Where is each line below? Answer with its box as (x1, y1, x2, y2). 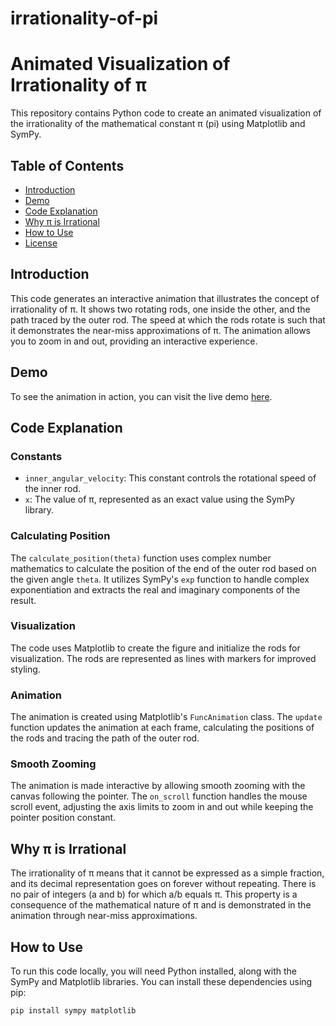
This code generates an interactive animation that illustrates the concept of (10, 292, 320, 304)
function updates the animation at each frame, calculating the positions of (10, 722, 315, 734)
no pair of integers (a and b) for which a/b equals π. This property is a (10, 888, 298, 901)
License (24, 237, 58, 249)
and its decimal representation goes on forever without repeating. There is (10, 878, 317, 890)
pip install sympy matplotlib (10, 1006, 137, 1016)
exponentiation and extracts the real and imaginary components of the (10, 583, 301, 596)
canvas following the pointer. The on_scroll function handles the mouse (10, 790, 308, 802)
